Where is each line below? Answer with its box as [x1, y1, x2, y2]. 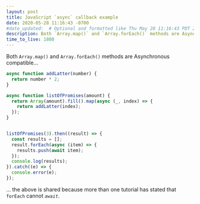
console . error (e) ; [11, 169, 58, 176]
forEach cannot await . [6, 192, 60, 199]
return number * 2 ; [11, 76, 60, 82]
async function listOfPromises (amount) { [6, 92, 111, 98]
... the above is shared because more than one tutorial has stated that [6, 186, 177, 193]
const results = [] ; [11, 136, 62, 142]
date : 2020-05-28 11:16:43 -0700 [6, 20, 89, 26]
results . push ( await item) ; [17, 147, 84, 153]
